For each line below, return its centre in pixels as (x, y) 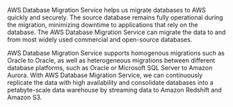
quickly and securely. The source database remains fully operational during (115, 17)
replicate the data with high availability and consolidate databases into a (110, 82)
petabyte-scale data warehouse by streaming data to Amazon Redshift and (115, 90)
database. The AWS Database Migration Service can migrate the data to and (116, 32)
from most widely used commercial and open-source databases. (100, 40)
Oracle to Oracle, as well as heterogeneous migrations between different (111, 60)
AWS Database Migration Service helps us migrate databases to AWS (107, 10)
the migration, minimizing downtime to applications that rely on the (103, 25)
